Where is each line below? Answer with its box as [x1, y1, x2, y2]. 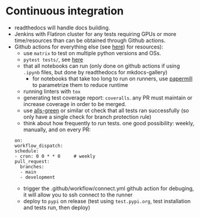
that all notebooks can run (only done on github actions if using [23, 62, 180, 70]
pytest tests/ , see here [23, 56, 83, 63]
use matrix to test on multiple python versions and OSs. [23, 49, 162, 56]
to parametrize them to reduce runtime [32, 81, 129, 88]
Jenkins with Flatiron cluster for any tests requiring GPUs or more [14, 30, 177, 37]
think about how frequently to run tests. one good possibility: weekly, [23, 119, 195, 126]
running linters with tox [23, 88, 81, 95]
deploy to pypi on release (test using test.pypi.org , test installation [23, 197, 191, 204]
